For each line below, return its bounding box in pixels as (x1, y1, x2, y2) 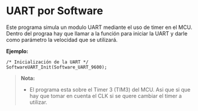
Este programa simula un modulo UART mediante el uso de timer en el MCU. (6, 24, 193, 31)
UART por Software (6, 4, 104, 18)
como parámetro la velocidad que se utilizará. (6, 36, 118, 43)
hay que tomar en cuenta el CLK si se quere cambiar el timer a (29, 92, 182, 99)
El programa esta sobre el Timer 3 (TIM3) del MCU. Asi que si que (29, 86, 191, 93)
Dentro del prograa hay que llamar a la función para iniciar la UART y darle (6, 30, 188, 37)
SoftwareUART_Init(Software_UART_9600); (6, 64, 108, 70)
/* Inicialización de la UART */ (6, 59, 89, 65)
